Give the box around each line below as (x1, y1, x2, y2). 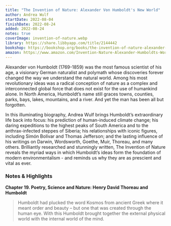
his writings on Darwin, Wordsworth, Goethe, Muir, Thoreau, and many (5, 138, 153, 145)
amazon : (5, 50, 22, 55)
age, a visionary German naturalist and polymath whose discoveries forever (5, 69, 164, 75)
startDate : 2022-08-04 (5, 17, 53, 22)
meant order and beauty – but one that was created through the (17, 205, 152, 211)
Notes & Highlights (5, 173, 52, 180)
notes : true (5, 31, 31, 36)
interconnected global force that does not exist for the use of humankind (5, 85, 158, 91)
